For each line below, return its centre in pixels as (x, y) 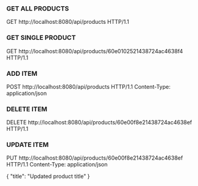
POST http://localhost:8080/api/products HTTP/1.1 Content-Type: (88, 86)
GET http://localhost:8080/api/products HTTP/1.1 (68, 22)
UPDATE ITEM (28, 145)
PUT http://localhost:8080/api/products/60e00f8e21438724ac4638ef (95, 158)
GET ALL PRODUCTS (38, 9)
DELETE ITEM (27, 109)
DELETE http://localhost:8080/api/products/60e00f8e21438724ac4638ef (99, 122)
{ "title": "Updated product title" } (48, 176)
